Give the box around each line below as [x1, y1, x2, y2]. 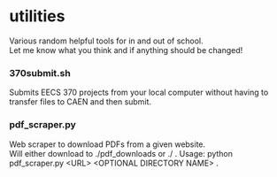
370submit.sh [9, 66, 71, 79]
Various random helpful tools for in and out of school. [9, 35, 204, 46]
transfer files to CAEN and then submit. [9, 96, 152, 107]
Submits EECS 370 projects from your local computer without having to [9, 87, 269, 98]
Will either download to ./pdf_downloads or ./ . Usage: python [9, 148, 233, 158]
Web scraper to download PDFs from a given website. [9, 139, 206, 150]
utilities [9, 6, 65, 27]
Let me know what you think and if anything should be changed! [9, 44, 243, 55]
